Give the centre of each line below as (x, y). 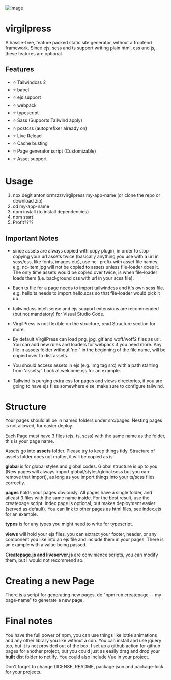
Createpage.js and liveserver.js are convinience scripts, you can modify (82, 555)
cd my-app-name (31, 206)
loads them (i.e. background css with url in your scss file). (73, 278)
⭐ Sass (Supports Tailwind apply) (48, 120)
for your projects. (23, 672)
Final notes (29, 621)
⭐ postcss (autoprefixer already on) (50, 128)
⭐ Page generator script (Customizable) (54, 151)
